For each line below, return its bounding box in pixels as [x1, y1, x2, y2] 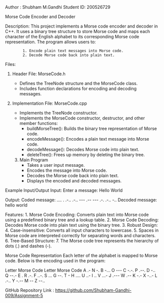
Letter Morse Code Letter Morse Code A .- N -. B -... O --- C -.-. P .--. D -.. [5, 268, 156, 273]
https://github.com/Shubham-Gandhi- [55, 287, 132, 293]
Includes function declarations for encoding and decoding [19, 86, 137, 91]
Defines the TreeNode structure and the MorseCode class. [19, 81, 138, 86]
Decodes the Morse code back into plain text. [26, 173, 119, 179]
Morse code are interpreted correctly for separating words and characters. [5, 233, 156, 238]
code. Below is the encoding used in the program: [5, 258, 106, 264]
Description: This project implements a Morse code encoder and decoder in [5, 23, 158, 29]
